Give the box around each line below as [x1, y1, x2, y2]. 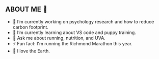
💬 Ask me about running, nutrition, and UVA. [12, 35, 105, 41]
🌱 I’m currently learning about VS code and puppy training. [12, 29, 136, 36]
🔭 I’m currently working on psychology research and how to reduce [12, 18, 154, 24]
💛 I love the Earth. [12, 48, 50, 54]
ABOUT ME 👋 [5, 5, 47, 14]
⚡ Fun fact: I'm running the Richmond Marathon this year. [12, 40, 132, 46]
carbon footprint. [12, 24, 48, 30]
